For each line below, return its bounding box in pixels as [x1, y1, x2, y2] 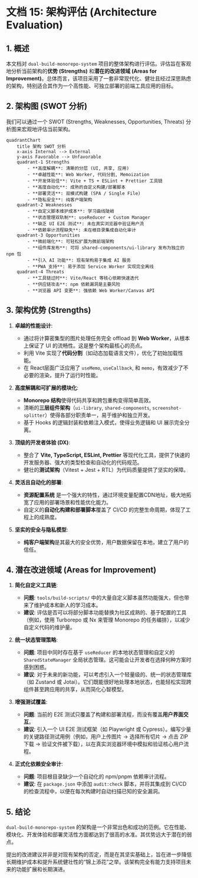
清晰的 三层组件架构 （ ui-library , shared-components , [23, 404, 151, 411]
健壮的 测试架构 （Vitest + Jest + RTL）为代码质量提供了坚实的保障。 [23, 466, 189, 473]
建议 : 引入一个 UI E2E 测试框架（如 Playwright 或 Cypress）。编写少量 [23, 725, 192, 733]
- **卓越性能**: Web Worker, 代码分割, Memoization [27, 171, 150, 177]
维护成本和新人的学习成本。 [34, 601, 101, 609]
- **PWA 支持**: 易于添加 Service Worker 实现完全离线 [27, 264, 154, 270]
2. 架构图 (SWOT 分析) [6, 101, 87, 111]
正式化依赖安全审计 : [14, 760, 63, 767]
